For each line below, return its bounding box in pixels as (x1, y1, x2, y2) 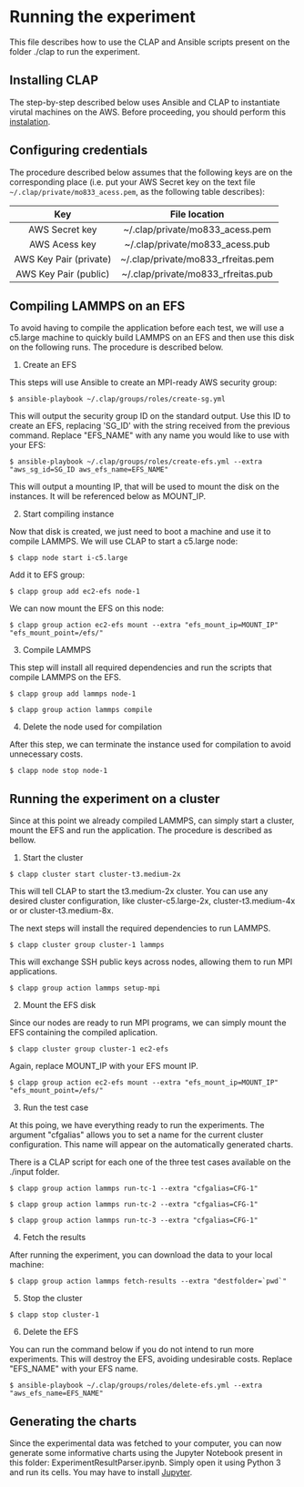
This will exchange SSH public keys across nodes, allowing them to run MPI (9, 956, 293, 967)
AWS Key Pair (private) (14, 252, 112, 265)
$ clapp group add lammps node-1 (9, 689, 137, 698)
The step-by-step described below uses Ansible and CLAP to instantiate (9, 97, 280, 107)
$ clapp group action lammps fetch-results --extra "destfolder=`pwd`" (9, 1277, 287, 1286)
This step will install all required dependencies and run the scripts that (9, 662, 272, 673)
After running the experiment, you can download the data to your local (9, 1249, 273, 1260)
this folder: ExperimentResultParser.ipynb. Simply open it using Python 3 (9, 1457, 281, 1468)
